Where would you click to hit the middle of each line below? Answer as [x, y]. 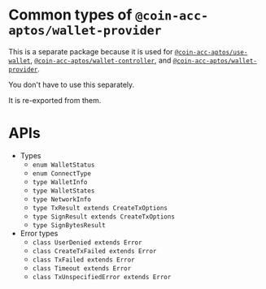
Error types [39, 233]
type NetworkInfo [62, 199]
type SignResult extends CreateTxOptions [103, 217]
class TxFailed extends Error [84, 260]
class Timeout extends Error [82, 268]
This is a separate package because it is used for [91, 51]
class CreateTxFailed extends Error [94, 251]
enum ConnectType [62, 173]
